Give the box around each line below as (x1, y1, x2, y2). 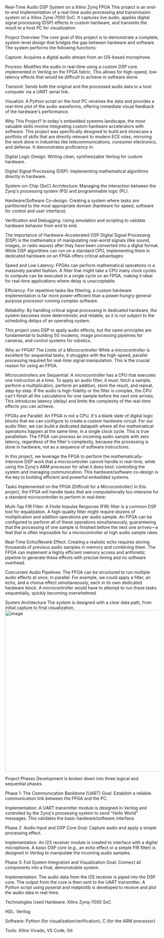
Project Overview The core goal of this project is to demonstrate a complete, (5, 34, 159, 40)
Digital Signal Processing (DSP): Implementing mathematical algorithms (5, 168, 149, 174)
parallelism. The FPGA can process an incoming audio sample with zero (5, 434, 149, 439)
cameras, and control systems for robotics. (5, 337, 92, 343)
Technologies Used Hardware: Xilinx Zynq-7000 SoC (5, 899, 112, 905)
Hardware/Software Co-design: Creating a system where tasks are (5, 198, 139, 203)
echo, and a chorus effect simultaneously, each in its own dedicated (5, 580, 143, 585)
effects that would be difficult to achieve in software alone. (20, 74, 139, 80)
